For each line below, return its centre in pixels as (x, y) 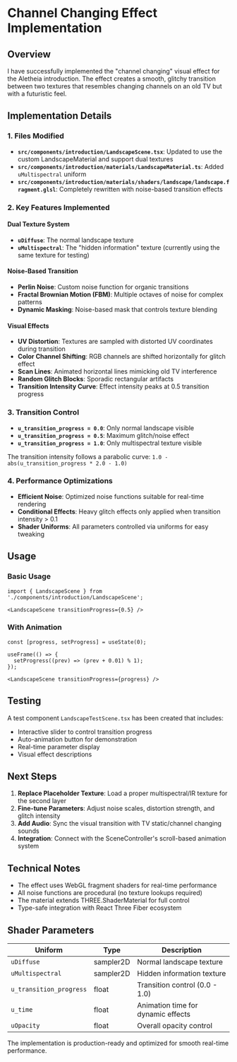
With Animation (35, 628)
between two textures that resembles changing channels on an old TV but (115, 86)
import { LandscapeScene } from (55, 591)
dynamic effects (164, 1015)
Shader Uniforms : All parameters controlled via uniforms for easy (113, 526)
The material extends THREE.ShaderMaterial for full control (103, 901)
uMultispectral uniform (52, 174)
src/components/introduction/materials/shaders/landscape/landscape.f (123, 182)
